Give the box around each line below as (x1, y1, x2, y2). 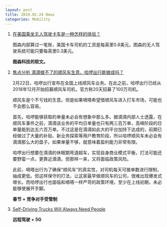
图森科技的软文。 (12, 59, 48, 65)
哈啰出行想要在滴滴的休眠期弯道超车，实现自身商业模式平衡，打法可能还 (12, 150, 162, 156)
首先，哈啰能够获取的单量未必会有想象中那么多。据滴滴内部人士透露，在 (12, 114, 162, 120)
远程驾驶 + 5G (12, 216, 42, 222)
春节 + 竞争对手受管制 (12, 196, 58, 202)
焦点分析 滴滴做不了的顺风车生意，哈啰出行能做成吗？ (12, 69, 124, 75)
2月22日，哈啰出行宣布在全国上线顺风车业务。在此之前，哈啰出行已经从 (12, 80, 161, 86)
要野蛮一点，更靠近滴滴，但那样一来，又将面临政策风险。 (12, 156, 131, 162)
